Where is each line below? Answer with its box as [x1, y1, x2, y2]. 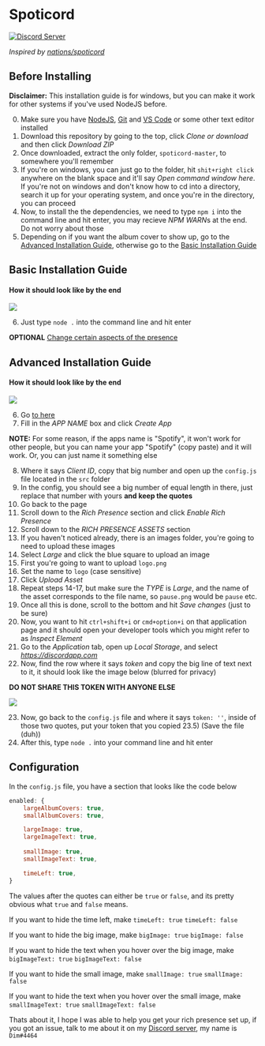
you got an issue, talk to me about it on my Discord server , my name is [9, 1023, 237, 1033]
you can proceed [20, 198, 77, 208]
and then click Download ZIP [20, 140, 114, 149]
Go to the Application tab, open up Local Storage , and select [20, 642, 218, 651]
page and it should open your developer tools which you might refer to [20, 625, 250, 635]
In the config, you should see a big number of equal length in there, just [20, 482, 253, 492]
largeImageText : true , [23, 833, 98, 842]
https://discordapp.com [20, 650, 98, 660]
